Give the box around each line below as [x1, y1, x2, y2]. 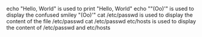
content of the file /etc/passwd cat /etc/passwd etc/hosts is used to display [6, 18, 197, 24]
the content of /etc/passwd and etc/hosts [6, 24, 111, 31]
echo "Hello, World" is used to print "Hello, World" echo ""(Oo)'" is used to [6, 5, 194, 12]
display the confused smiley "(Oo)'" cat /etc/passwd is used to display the [6, 11, 193, 18]
